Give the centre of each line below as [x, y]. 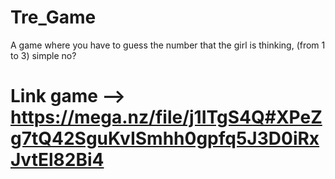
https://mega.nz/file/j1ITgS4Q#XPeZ [166, 117]
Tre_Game [53, 17]
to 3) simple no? [43, 55]
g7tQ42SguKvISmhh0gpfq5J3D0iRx [165, 138]
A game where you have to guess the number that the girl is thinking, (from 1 [168, 45]
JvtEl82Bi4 [57, 160]
